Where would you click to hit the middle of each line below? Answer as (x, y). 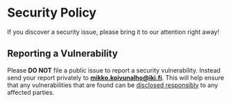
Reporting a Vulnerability (62, 54)
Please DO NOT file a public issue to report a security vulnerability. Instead (114, 70)
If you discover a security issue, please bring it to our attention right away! (113, 32)
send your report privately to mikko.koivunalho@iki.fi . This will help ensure (115, 77)
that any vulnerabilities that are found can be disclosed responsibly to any (113, 85)
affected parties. (31, 92)
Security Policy (52, 13)
